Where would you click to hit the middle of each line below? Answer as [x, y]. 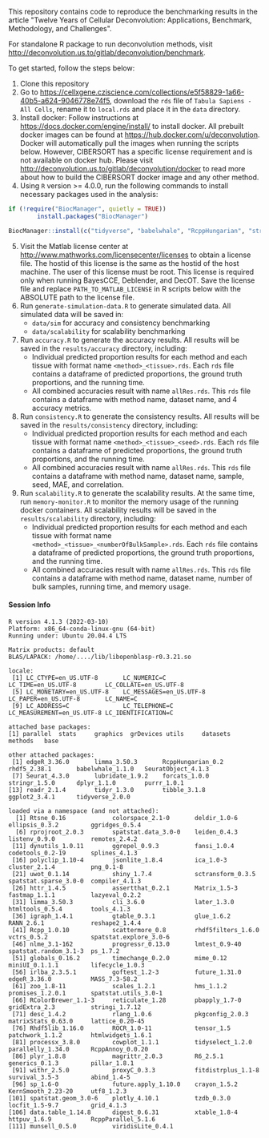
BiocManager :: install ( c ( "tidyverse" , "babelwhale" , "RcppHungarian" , [127, 231]
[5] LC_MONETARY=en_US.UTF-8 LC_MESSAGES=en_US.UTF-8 [108, 692]
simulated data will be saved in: [72, 314]
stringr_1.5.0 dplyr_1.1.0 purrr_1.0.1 [96, 783]
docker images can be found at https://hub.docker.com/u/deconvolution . [140, 135]
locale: [21, 671]
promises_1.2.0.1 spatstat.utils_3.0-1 [85, 993]
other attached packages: [51, 755]
